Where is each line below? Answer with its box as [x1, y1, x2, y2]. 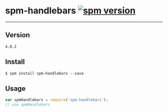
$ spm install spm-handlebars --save [5, 71, 84, 76]
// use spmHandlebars [5, 102, 50, 107]
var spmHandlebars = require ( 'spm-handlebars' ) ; [5, 98, 108, 103]
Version [5, 31, 30, 39]
